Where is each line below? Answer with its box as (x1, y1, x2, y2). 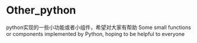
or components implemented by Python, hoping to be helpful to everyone (6, 30, 185, 37)
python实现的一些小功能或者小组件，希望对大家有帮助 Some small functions (6, 24, 191, 31)
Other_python (6, 4, 76, 17)
